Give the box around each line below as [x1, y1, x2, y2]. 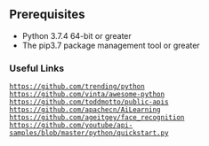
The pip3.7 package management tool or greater [21, 40, 200, 50]
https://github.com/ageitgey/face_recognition [9, 113, 185, 122]
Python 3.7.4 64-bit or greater [21, 30, 132, 41]
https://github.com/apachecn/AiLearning [9, 105, 162, 114]
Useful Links [9, 62, 65, 74]
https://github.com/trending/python [9, 82, 145, 91]
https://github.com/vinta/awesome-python [9, 90, 165, 99]
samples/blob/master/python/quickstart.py [9, 128, 169, 138]
